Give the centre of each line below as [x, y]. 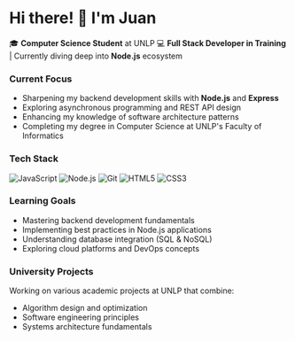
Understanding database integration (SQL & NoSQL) [117, 239]
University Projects [51, 271]
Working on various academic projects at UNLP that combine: [122, 291]
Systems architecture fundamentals [87, 327]
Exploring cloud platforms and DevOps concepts [111, 248]
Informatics [43, 136]
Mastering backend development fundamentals [108, 220]
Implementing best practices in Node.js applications [117, 229]
